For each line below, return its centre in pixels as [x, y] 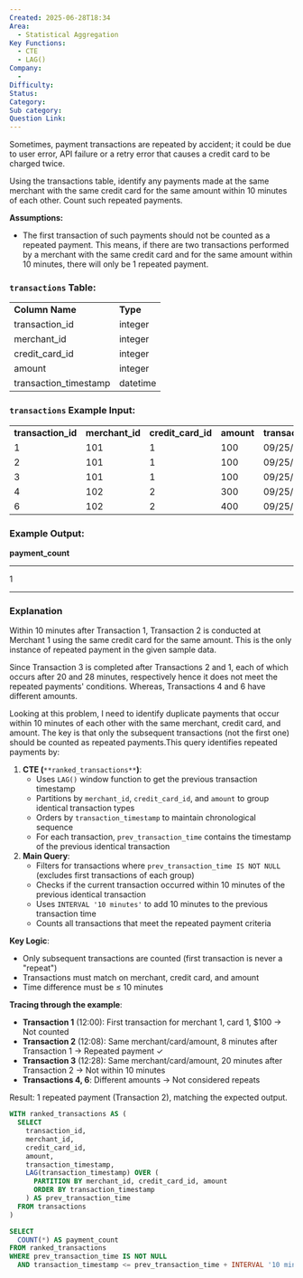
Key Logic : [29, 941]
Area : [19, 26]
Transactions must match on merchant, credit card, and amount [141, 978]
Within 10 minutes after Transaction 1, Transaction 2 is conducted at [135, 630]
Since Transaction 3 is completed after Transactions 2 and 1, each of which [149, 667]
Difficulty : [32, 85]
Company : [26, 69]
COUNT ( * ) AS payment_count [68, 1240]
